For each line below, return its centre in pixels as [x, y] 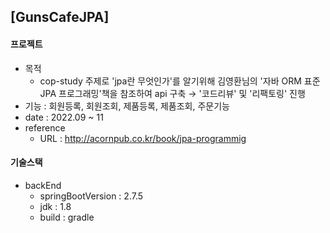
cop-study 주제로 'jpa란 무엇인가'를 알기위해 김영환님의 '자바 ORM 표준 [180, 81]
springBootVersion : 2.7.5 [91, 196]
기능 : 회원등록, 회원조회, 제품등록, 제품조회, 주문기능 [127, 106]
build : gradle [67, 217]
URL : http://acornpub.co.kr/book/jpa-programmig [143, 138]
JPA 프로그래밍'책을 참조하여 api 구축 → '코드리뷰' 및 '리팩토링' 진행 [172, 93]
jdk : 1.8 [55, 206]
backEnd [43, 185]
